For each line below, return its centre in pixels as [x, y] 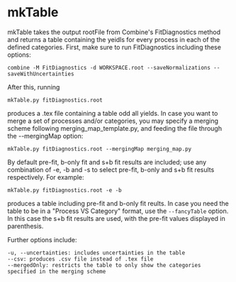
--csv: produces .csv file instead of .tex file [80, 259]
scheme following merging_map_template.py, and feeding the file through [114, 128]
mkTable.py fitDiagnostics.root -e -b [64, 190]
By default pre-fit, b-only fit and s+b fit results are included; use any [107, 162]
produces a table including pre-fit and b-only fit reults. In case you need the [118, 203]
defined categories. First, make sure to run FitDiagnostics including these [114, 47]
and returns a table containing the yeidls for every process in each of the [114, 39]
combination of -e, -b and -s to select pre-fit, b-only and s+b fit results [111, 169]
